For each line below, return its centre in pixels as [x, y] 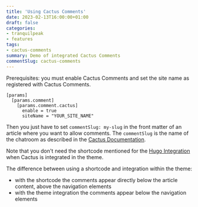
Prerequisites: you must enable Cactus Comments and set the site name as [98, 78]
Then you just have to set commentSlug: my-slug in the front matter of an [94, 127]
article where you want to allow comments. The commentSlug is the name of [98, 133]
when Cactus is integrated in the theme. [55, 157]
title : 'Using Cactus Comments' [46, 12]
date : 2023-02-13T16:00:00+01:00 [47, 17]
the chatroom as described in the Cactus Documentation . [76, 139]
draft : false [22, 22]
